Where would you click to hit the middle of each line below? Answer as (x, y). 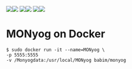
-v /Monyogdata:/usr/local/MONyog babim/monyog (66, 60)
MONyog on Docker (56, 34)
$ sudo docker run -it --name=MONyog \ (56, 50)
